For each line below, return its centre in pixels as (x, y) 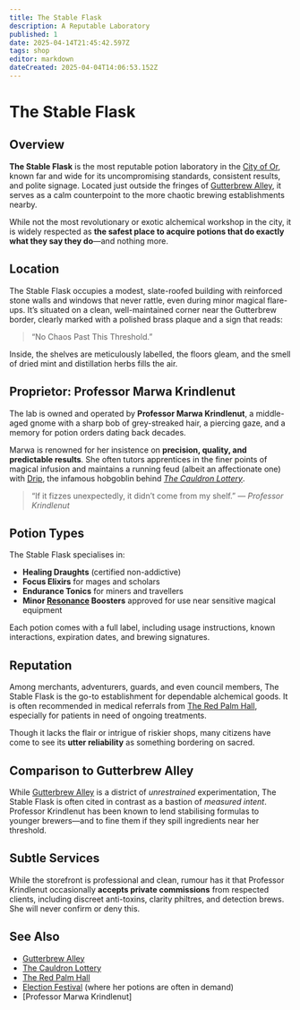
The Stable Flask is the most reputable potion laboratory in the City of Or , (145, 166)
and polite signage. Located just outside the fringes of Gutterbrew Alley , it (146, 186)
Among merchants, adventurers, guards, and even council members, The (144, 687)
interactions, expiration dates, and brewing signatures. (110, 637)
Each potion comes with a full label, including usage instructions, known (142, 627)
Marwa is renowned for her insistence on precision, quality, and (129, 450)
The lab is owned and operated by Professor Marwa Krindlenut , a (132, 413)
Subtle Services (55, 858)
